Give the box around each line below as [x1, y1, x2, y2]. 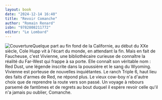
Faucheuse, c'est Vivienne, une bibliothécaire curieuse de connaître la [5, 53, 146, 59]
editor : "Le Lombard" [5, 30, 49, 34]
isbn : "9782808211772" [5, 25, 51, 30]
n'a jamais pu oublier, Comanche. [5, 89, 72, 95]
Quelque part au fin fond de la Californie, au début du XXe [32, 43, 149, 49]
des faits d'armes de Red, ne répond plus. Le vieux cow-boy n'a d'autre [5, 74, 148, 80]
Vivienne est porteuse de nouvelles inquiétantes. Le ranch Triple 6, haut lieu [5, 69, 157, 74]
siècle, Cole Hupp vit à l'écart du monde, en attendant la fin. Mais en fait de [5, 48, 156, 54]
